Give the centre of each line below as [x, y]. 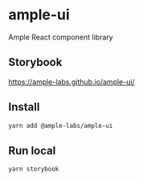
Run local [32, 150]
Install [24, 107]
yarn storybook [34, 169]
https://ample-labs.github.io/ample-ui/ [71, 81]
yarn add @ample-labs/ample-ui [61, 125]
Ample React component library [61, 37]
